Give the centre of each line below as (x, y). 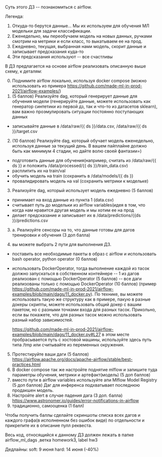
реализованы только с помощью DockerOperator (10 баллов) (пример (84, 284)
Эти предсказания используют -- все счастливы (62, 57)
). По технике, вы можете (117, 294)
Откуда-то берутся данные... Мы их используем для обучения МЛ (81, 26)
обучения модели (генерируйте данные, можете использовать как (81, 101)
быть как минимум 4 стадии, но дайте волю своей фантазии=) (77, 151)
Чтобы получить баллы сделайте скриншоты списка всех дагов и (73, 415)
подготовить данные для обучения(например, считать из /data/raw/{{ (84, 160)
